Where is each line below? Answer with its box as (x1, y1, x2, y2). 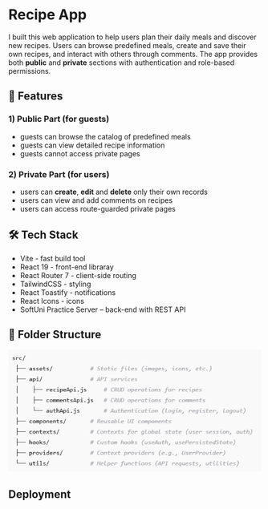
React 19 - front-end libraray (19, 262, 114, 272)
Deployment (8, 487, 71, 501)
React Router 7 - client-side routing (19, 270, 136, 280)
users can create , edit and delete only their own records (19, 187, 209, 196)
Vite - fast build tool (19, 253, 86, 263)
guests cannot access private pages (19, 148, 140, 158)
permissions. (8, 66, 51, 75)
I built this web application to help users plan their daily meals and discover (8, 32, 257, 42)
